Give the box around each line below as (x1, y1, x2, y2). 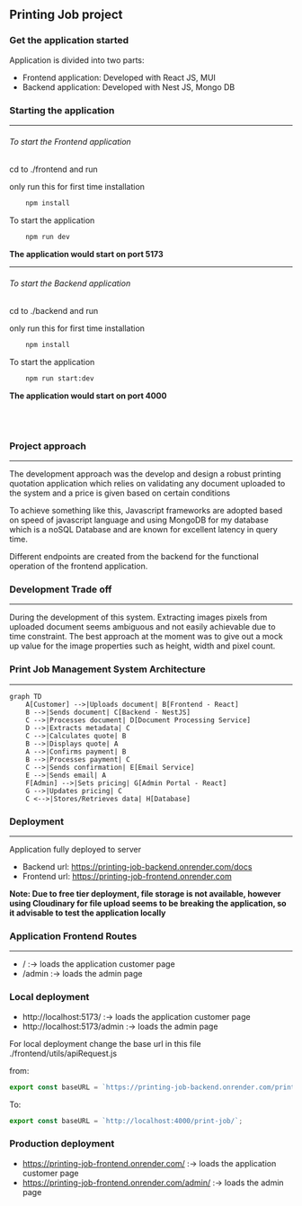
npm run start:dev (25, 374, 94, 383)
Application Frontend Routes (9, 930, 138, 942)
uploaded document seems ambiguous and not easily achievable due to (9, 621, 276, 632)
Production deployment (9, 1138, 115, 1150)
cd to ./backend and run (9, 306, 99, 317)
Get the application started (9, 34, 129, 47)
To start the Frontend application (9, 136, 132, 147)
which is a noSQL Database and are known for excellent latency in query (9, 524, 279, 535)
